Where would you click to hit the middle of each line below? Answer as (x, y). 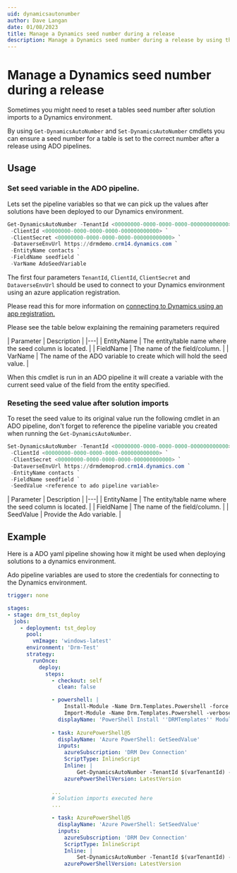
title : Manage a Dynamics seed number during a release (91, 34)
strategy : (40, 654)
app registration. (31, 313)
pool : (34, 635)
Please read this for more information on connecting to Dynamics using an (115, 306)
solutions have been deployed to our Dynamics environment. (96, 211)
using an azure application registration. (64, 292)
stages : (19, 608)
